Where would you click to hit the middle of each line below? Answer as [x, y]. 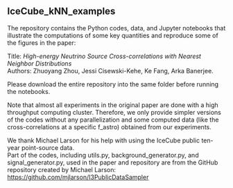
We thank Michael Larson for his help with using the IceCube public [103, 140]
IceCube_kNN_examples [61, 11]
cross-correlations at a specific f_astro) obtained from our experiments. [109, 126]
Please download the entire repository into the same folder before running [113, 84]
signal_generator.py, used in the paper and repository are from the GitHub [113, 162]
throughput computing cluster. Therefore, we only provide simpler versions [114, 112]
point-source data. [48, 147]
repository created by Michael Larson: [62, 169]
